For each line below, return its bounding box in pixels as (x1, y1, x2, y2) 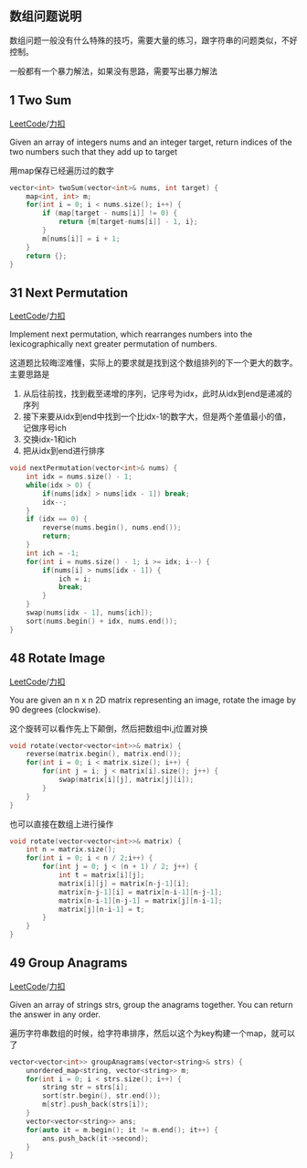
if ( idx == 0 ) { (26, 515, 89, 524)
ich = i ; (58, 574, 92, 584)
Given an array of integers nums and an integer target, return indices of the (9, 136, 292, 147)
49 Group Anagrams (9, 955, 128, 971)
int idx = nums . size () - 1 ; (26, 472, 132, 482)
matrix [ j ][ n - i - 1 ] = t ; (58, 905, 145, 914)
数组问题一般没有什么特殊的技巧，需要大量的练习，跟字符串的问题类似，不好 (9, 35, 298, 46)
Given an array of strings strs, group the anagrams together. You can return (9, 999, 294, 1010)
